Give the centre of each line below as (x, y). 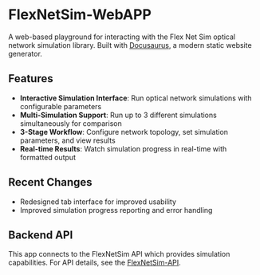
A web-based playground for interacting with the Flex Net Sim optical (122, 37)
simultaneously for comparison (71, 123)
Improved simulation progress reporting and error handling (116, 210)
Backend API (41, 235)
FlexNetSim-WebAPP (80, 15)
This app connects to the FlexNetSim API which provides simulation (119, 254)
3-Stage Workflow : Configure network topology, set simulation (124, 132)
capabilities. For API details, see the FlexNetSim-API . (95, 263)
